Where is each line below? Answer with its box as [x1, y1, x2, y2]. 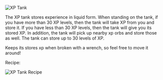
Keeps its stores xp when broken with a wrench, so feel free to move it [5, 45, 149, 50]
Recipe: [5, 60, 21, 65]
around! [5, 50, 21, 56]
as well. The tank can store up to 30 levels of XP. [5, 35, 105, 41]
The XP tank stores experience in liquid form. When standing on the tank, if [5, 14, 158, 20]
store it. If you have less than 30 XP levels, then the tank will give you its [5, 25, 152, 31]
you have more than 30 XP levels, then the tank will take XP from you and [5, 20, 155, 25]
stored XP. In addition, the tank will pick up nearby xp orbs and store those [5, 30, 157, 36]
